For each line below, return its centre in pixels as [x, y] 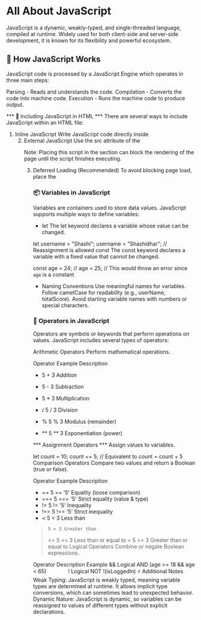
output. [15, 104]
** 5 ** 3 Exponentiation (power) [82, 433]
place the [44, 176]
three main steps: [28, 80]
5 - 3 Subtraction [63, 387]
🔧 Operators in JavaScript [71, 321]
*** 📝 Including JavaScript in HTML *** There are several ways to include [97, 116]
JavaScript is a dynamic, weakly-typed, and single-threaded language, [94, 28]
